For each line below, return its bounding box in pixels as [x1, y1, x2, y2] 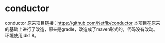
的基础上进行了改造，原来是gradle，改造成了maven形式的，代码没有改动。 [5, 26, 158, 32]
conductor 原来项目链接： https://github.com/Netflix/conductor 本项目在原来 [5, 20, 160, 26]
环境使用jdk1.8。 [5, 32, 39, 38]
